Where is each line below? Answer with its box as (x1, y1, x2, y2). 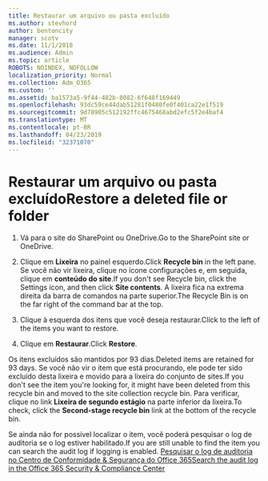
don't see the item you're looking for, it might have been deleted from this (8, 380, 250, 390)
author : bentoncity (8, 26, 74, 34)
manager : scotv (8, 34, 59, 42)
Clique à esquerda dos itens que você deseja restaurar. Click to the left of (19, 315, 260, 325)
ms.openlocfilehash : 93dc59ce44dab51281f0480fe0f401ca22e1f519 (8, 101, 224, 109)
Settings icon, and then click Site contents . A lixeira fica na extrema (19, 283, 244, 292)
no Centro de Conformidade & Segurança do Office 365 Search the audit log (8, 455, 258, 465)
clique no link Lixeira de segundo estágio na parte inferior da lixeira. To (8, 397, 242, 407)
